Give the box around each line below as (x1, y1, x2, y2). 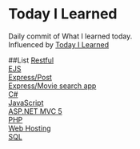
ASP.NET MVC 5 (8, 106, 62, 116)
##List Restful (8, 55, 54, 65)
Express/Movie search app (8, 81, 97, 91)
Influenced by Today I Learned (8, 39, 110, 49)
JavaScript (8, 98, 44, 107)
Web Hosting (8, 123, 51, 133)
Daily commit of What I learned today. (8, 31, 133, 41)
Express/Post (8, 72, 52, 82)
